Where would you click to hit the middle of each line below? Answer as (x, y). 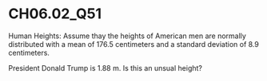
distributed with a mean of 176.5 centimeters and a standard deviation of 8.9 (134, 44)
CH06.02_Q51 (55, 14)
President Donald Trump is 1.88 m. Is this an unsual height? (105, 67)
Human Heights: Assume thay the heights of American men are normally (127, 36)
